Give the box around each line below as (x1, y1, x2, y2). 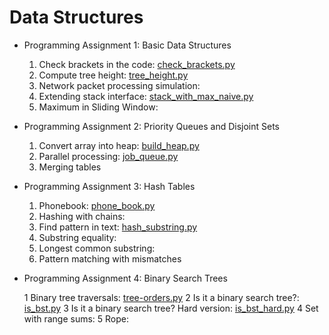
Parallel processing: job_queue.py (38, 150, 179, 162)
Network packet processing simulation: (38, 79, 201, 91)
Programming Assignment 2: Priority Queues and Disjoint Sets (23, 120, 280, 132)
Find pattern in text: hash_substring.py (38, 221, 198, 233)
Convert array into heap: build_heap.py (38, 139, 200, 151)
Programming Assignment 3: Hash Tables (23, 180, 196, 192)
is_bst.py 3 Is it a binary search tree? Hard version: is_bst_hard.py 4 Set (23, 302, 319, 314)
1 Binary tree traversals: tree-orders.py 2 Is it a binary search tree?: (23, 291, 300, 303)
